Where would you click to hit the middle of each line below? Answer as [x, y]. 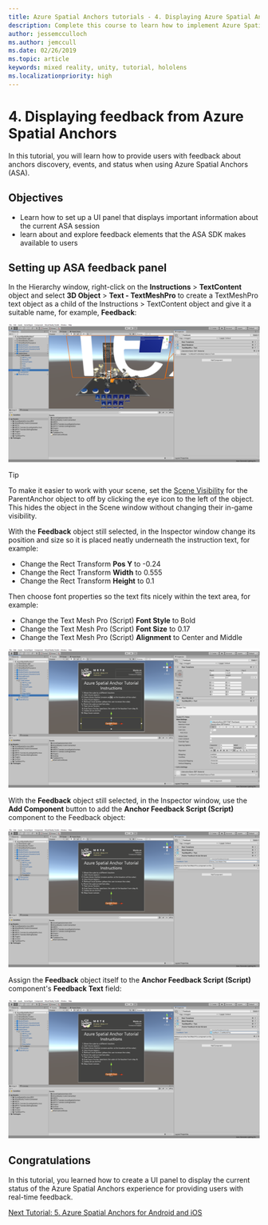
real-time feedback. [41, 1197]
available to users [49, 242]
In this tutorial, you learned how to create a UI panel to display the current [129, 1179]
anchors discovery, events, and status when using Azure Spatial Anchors [128, 164]
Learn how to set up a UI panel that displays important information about [139, 217]
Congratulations [49, 1161]
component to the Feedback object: [67, 817]
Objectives [36, 198]
